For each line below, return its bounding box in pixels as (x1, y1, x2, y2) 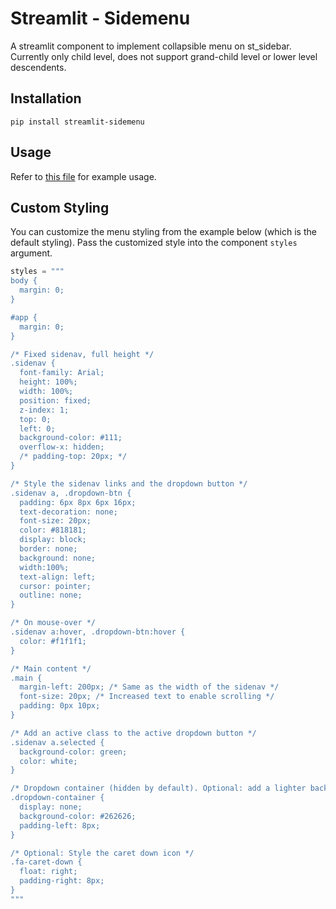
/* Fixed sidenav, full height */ (10, 349, 155, 359)
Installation (10, 90, 82, 107)
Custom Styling (10, 199, 110, 216)
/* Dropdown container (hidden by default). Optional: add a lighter (10, 783, 307, 794)
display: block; (19, 535, 87, 545)
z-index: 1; (19, 405, 70, 415)
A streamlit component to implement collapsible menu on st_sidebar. (10, 40, 292, 52)
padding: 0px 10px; (19, 701, 101, 711)
